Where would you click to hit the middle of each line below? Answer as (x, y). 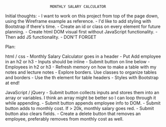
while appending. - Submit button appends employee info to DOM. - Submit (83, 103)
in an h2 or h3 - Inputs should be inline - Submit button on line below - (77, 62)
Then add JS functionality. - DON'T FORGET (51, 37)
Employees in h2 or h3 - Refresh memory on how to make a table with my (81, 67)
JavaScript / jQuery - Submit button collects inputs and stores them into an (82, 92)
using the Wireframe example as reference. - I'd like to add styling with (78, 21)
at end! (12, 83)
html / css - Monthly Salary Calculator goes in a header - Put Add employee (83, 56)
